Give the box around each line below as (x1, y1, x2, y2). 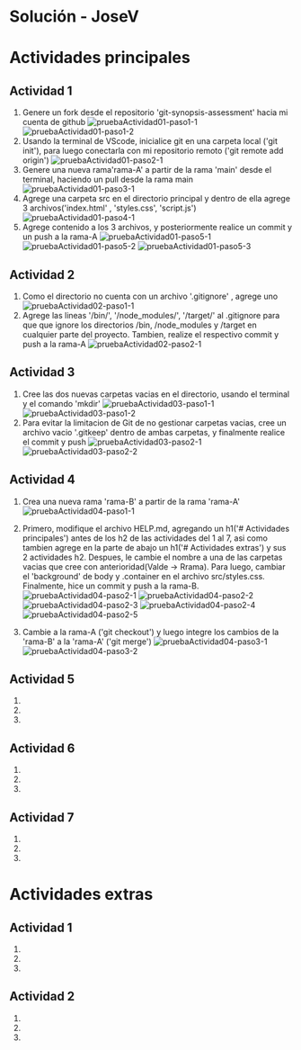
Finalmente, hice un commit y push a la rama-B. (22, 580, 199, 591)
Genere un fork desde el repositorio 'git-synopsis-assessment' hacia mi (22, 107, 288, 118)
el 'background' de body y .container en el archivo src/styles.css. (22, 570, 265, 581)
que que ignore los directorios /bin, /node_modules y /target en (22, 319, 258, 330)
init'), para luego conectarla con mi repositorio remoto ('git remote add (22, 146, 284, 157)
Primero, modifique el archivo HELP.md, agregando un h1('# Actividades (22, 523, 290, 534)
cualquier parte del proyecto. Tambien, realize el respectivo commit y (22, 329, 279, 339)
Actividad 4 (9, 472, 76, 488)
